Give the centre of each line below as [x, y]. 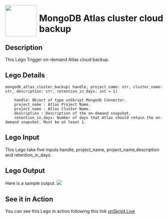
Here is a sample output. [31, 183]
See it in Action [29, 199]
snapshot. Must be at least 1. [53, 122]
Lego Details [25, 75]
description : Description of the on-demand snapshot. [73, 113]
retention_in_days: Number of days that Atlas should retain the [84, 118]
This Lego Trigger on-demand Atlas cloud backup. [57, 60]
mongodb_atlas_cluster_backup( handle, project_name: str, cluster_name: [84, 87]
